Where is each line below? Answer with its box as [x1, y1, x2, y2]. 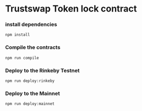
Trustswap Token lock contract [5, 3, 137, 15]
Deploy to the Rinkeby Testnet [5, 67, 80, 74]
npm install [5, 32, 30, 38]
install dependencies [5, 21, 57, 28]
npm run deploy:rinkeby [5, 78, 55, 83]
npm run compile [5, 55, 39, 60]
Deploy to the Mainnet [5, 90, 60, 97]
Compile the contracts [5, 44, 61, 51]
